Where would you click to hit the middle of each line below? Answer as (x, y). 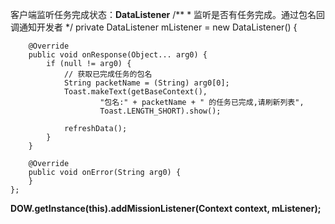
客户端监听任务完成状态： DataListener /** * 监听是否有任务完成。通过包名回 (168, 14)
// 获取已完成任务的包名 (108, 74)
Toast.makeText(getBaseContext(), (135, 92)
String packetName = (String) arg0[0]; (146, 83)
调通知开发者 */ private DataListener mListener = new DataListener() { (154, 27)
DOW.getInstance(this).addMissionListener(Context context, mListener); (166, 208)
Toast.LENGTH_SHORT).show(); (160, 111)
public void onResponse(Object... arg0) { (118, 55)
